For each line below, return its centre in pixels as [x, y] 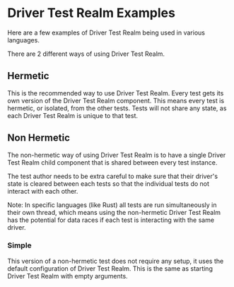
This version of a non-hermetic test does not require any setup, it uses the [116, 261]
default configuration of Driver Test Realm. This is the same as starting [110, 268]
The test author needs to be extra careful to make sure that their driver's [112, 176]
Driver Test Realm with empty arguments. [68, 276]
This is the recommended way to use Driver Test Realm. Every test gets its [116, 93]
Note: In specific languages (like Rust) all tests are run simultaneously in [112, 205]
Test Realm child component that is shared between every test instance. [112, 162]
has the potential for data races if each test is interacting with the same [111, 220]
